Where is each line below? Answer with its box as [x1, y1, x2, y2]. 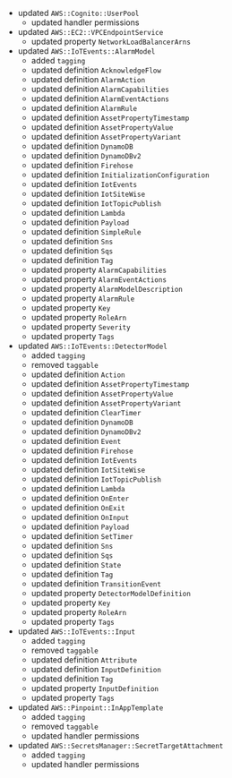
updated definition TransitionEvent [30, 578, 161, 589]
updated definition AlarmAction [30, 74, 146, 84]
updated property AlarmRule [30, 293, 135, 304]
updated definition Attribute [30, 654, 137, 665]
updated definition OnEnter [30, 492, 130, 503]
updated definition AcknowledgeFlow [30, 64, 161, 75]
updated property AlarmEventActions [30, 274, 168, 285]
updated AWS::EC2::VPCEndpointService [17, 27, 164, 37]
